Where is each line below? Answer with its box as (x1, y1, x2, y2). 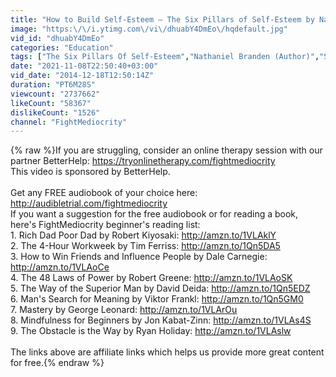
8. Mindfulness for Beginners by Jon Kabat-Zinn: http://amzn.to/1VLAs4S (10, 314, 312, 326)
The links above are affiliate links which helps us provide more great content (10, 346, 325, 358)
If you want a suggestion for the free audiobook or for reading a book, (10, 208, 299, 220)
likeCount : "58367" (10, 98, 92, 108)
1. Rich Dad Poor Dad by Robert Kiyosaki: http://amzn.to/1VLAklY (10, 229, 277, 241)
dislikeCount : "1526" (10, 107, 101, 118)
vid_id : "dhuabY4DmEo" (10, 33, 105, 43)
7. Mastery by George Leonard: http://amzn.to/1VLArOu (10, 304, 238, 316)
